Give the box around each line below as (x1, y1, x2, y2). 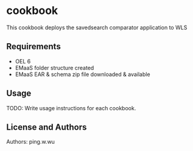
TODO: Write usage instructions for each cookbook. (6, 104, 136, 111)
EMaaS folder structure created (15, 64, 94, 71)
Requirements (6, 41, 61, 52)
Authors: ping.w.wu (6, 138, 55, 146)
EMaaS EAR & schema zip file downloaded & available (15, 71, 150, 78)
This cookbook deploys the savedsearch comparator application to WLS (6, 24, 188, 31)
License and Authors (6, 122, 87, 132)
